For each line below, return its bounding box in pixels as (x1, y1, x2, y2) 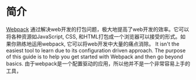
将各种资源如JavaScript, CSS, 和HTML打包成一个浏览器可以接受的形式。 (6, 33, 181, 40)
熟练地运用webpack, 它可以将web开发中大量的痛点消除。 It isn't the (16, 40, 180, 47)
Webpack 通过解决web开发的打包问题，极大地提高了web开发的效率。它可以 (6, 26, 189, 33)
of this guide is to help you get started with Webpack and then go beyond (6, 53, 183, 60)
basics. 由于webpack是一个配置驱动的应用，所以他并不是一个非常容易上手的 (6, 60, 190, 67)
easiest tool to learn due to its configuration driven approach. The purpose (6, 47, 186, 54)
